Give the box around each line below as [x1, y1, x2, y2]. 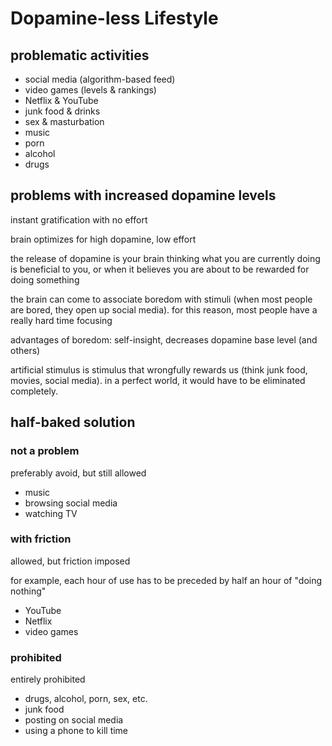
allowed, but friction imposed [10, 555, 131, 567]
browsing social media [24, 497, 118, 509]
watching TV [24, 507, 78, 519]
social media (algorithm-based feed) [24, 73, 176, 85]
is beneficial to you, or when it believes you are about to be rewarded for [10, 263, 310, 275]
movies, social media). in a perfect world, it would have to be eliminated [10, 374, 306, 386]
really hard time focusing [10, 314, 113, 326]
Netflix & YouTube [24, 95, 99, 106]
